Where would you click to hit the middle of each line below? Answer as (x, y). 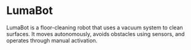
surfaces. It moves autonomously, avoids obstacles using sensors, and (95, 34)
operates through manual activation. (52, 40)
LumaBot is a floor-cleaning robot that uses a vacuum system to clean (95, 27)
